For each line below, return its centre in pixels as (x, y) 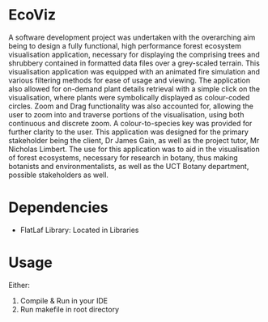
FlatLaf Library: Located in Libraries (79, 230)
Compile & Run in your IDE (64, 300)
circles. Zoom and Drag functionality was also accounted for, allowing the (131, 106)
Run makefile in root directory (70, 309)
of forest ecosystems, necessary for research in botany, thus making (123, 157)
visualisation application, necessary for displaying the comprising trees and (134, 54)
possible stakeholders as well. (59, 175)
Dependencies (58, 208)
